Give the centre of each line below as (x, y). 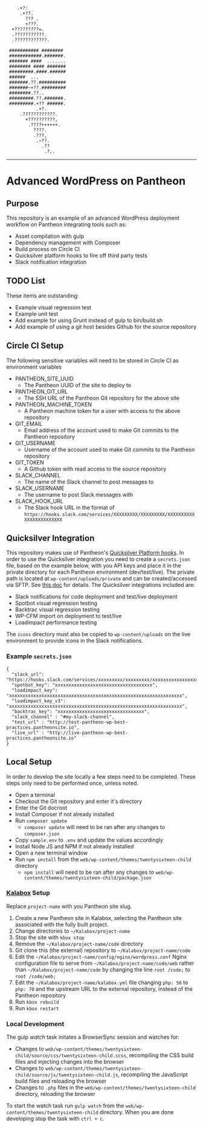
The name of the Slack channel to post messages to (89, 482)
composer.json (42, 834)
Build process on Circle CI (47, 249)
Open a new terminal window (51, 853)
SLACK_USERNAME (40, 488)
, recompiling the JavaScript (153, 1075)
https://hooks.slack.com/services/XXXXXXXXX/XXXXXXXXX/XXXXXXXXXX (109, 514)
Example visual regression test (53, 307)
